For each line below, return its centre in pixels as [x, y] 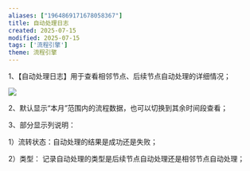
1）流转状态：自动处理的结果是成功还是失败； [83, 142]
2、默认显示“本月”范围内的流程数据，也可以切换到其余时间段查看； [118, 108]
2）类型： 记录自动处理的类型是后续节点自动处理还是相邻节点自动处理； [127, 159]
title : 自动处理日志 [39, 23]
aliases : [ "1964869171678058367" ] [66, 16]
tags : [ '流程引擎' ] [38, 45]
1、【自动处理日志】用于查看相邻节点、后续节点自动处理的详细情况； [119, 76]
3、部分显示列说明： [42, 125]
